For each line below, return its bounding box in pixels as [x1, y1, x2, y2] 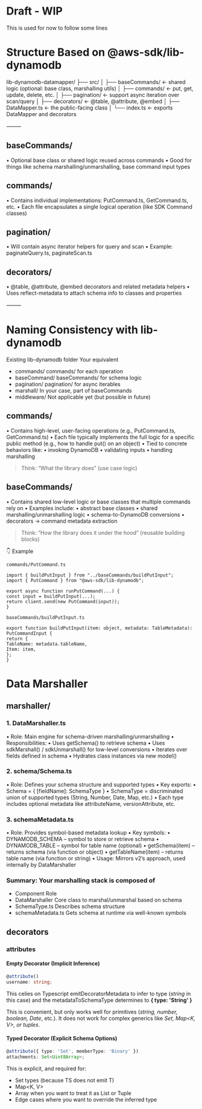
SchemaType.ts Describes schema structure [14, 903, 125, 910]
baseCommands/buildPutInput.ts [6, 614, 85, 621]
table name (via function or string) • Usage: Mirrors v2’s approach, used [6, 855, 186, 862]
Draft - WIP [6, 4, 63, 18]
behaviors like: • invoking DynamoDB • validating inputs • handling [6, 446, 173, 453]
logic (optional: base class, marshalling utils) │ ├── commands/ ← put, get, [6, 85, 194, 92]
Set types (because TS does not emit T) [14, 1076, 115, 1084]
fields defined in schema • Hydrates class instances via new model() [6, 752, 177, 759]
